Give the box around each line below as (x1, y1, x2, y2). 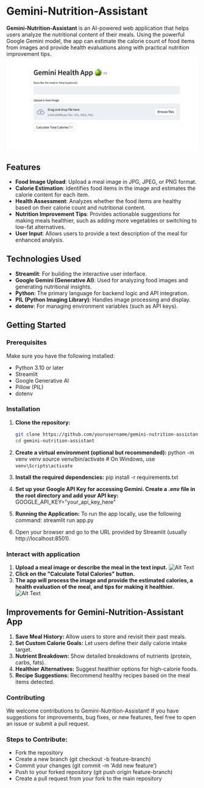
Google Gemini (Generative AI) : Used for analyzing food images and (15, 276, 188, 284)
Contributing (6, 693, 45, 702)
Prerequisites (6, 338, 47, 347)
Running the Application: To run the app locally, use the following (15, 510, 181, 517)
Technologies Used (6, 254, 81, 264)
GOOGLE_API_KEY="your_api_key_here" (15, 498, 116, 506)
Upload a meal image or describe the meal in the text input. (15, 563, 167, 571)
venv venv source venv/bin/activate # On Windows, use (15, 455, 155, 462)
